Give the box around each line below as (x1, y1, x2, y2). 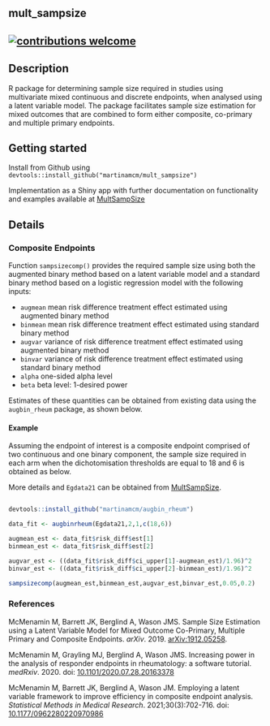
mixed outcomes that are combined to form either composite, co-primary (8, 109, 253, 119)
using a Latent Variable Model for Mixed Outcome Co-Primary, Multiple (8, 625, 246, 635)
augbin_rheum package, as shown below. (8, 404, 144, 414)
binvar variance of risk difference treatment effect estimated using (19, 354, 243, 364)
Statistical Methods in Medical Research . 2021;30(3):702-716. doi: (8, 700, 229, 710)
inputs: (8, 287, 32, 296)
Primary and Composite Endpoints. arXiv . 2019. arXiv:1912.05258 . (8, 633, 228, 644)
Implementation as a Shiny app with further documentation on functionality (8, 186, 259, 196)
